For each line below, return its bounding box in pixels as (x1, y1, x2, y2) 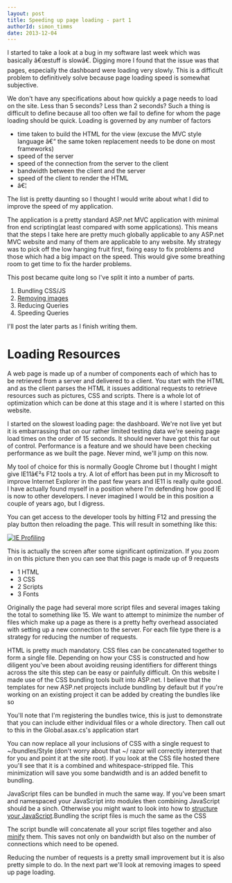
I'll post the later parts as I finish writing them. (7, 322, 138, 331)
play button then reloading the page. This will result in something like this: (7, 521, 217, 529)
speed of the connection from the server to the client (17, 159, 169, 168)
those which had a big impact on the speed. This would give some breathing (7, 252, 225, 261)
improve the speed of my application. (7, 202, 114, 211)
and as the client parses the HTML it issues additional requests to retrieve (7, 384, 217, 392)
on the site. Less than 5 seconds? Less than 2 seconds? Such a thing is (7, 102, 211, 110)
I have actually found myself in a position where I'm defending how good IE (7, 484, 222, 493)
